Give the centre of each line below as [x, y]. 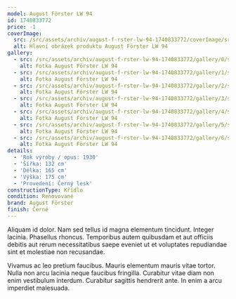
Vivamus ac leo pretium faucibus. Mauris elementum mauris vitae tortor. [111, 265]
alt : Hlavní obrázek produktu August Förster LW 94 [91, 46]
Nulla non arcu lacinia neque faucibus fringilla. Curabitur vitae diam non [111, 273]
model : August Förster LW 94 [50, 14]
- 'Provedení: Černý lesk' [53, 183]
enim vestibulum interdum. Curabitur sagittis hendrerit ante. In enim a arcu [115, 280]
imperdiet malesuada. [39, 288]
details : [20, 151]
